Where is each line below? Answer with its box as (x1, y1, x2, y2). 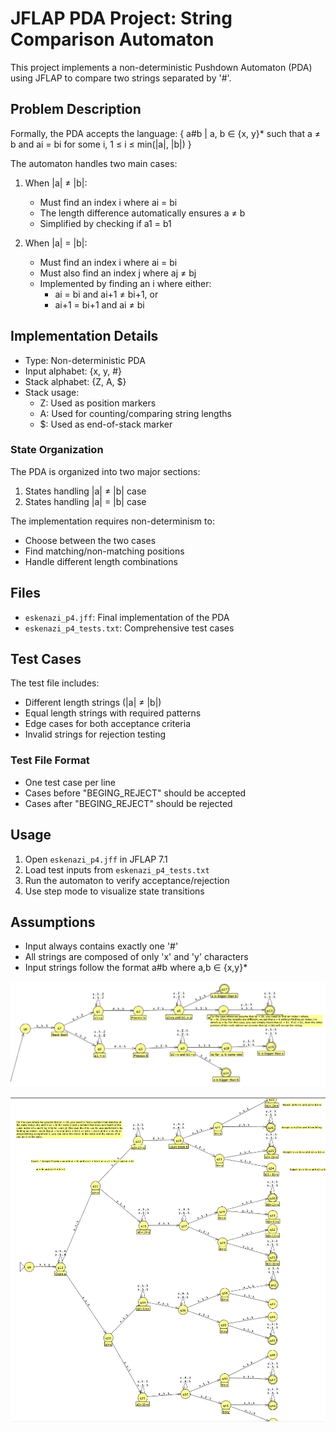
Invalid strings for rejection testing (24, 728, 167, 741)
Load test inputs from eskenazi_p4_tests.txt (24, 863, 210, 876)
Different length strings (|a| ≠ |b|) (24, 697, 162, 709)
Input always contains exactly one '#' (24, 940, 179, 952)
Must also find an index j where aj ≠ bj (39, 267, 197, 279)
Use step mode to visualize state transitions (24, 885, 205, 897)
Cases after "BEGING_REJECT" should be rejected (24, 797, 233, 809)
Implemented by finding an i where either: (39, 277, 212, 289)
